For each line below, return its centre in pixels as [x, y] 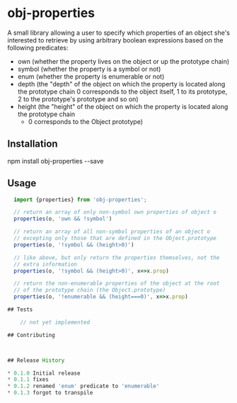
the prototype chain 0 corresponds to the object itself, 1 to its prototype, [122, 91]
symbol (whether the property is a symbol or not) [89, 69]
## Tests [20, 310]
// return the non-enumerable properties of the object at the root [117, 284]
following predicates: [38, 47]
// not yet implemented [55, 322]
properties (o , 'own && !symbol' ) [63, 219]
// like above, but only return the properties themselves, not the [117, 257]
